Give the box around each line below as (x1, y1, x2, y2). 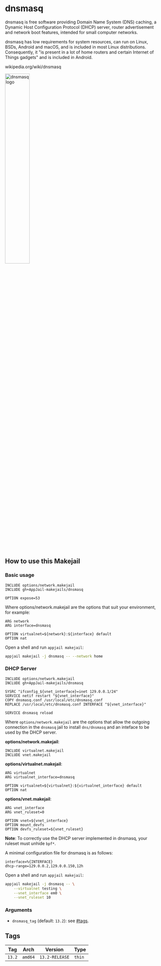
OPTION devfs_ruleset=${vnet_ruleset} (5, 827, 83, 832)
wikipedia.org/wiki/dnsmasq (5, 64, 62, 70)
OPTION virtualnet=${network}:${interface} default (5, 631, 112, 636)
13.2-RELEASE (39, 954, 69, 960)
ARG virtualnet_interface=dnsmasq (5, 775, 75, 779)
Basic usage (5, 572, 35, 579)
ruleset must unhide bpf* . (5, 840, 56, 846)
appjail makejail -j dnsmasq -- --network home (5, 654, 103, 659)
